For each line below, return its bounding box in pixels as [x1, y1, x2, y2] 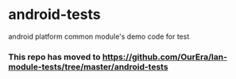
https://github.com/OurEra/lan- [102, 51, 228, 62]
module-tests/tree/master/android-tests [8, 61, 168, 72]
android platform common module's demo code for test [8, 32, 190, 41]
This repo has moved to [8, 51, 101, 62]
